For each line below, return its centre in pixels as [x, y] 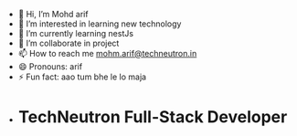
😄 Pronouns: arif [50, 67]
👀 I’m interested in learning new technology [100, 24]
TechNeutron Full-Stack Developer [153, 117]
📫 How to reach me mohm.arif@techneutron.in [107, 53]
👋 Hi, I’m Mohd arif [53, 14]
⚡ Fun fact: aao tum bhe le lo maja [82, 77]
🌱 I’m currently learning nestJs [76, 33]
